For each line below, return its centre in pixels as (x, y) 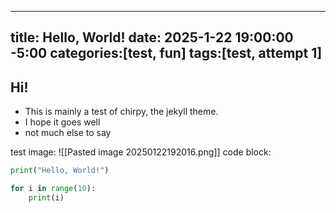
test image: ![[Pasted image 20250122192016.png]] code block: (141, 152)
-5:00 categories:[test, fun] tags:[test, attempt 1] (166, 53)
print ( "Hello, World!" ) (60, 171)
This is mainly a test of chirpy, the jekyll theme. (121, 112)
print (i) (46, 197)
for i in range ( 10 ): (53, 189)
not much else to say (68, 133)
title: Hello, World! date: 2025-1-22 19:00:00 (152, 37)
